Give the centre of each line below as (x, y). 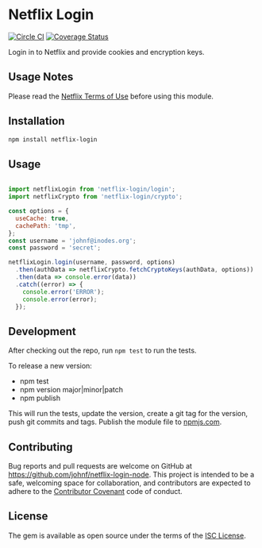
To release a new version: (50, 366)
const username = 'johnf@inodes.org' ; (72, 241)
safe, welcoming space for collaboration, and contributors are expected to (130, 483)
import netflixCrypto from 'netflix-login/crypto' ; (95, 197)
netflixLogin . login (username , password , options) (92, 262)
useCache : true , (42, 218)
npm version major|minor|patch (71, 390)
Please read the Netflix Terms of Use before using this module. (111, 96)
